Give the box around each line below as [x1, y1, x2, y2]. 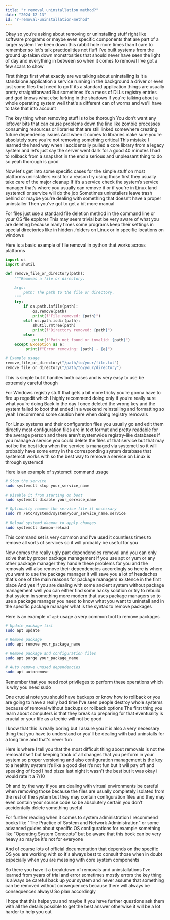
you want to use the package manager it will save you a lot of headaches [5, 571, 158, 577]
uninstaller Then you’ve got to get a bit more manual [5, 201, 115, 207]
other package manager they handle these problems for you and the [5, 560, 148, 566]
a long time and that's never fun [5, 736, 72, 742]
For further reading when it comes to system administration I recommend [5, 814, 158, 820]
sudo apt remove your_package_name [5, 641, 81, 647]
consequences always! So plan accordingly [5, 888, 96, 894]
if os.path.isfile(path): [23, 304, 79, 309]
